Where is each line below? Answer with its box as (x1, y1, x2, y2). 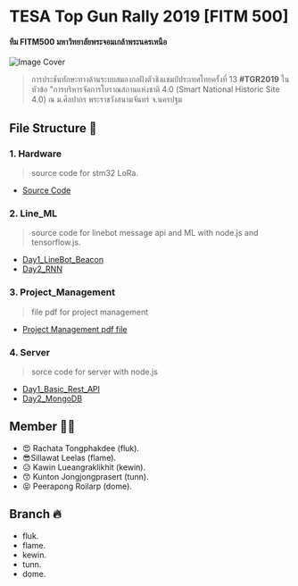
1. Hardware (9, 147, 62, 160)
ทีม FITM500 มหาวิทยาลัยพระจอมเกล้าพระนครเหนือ (9, 36, 168, 46)
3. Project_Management (9, 286, 116, 298)
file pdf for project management (30, 306, 149, 317)
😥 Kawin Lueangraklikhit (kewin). (21, 462, 145, 473)
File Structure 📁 (9, 121, 97, 136)
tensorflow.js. (30, 237, 81, 247)
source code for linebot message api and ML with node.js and (30, 228, 259, 239)
